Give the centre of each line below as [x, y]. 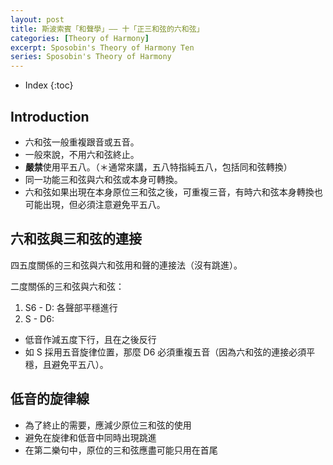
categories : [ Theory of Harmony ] [80, 38]
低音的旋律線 [50, 399]
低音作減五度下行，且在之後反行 [90, 339]
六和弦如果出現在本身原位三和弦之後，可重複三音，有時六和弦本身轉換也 [173, 192]
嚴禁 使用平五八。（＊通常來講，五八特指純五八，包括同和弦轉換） [158, 167]
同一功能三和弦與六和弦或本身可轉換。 [103, 179]
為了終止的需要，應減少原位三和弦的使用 [108, 425]
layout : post [37, 19]
